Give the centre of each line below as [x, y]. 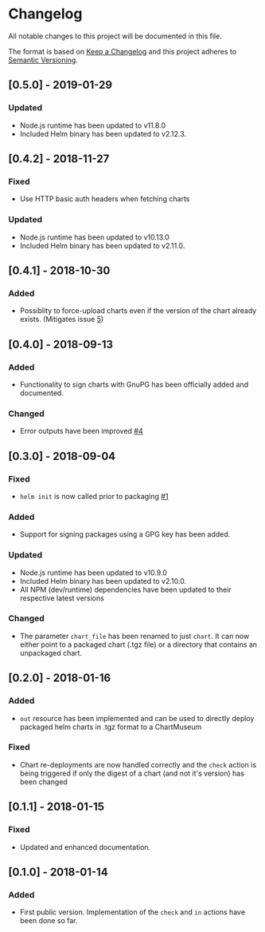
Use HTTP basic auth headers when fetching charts [105, 199]
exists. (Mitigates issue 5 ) [62, 319]
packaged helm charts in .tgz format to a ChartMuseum [111, 727]
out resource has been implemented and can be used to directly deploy [137, 718]
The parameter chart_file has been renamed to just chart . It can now [134, 636]
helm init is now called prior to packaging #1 [94, 496]
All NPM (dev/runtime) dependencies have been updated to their [126, 589]
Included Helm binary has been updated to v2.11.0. [102, 245]
